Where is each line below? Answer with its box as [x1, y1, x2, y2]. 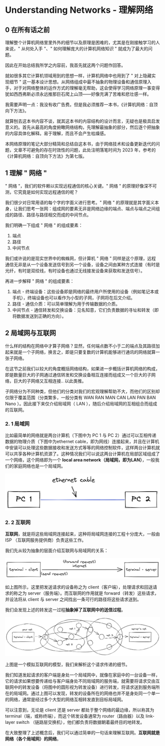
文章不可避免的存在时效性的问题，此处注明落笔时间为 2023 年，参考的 [13, 147, 156, 153]
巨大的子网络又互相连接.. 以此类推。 [13, 378, 87, 384]
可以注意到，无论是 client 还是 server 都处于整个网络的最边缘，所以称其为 [5, 707, 155, 713]
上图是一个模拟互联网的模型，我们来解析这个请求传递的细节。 [5, 661, 130, 667]
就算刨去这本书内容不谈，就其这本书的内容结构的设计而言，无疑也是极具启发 [5, 118, 160, 124]
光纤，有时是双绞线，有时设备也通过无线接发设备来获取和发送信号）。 [5, 267, 145, 273]
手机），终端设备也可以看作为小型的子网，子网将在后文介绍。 [12, 294, 135, 300]
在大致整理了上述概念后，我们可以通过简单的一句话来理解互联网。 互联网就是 [5, 729, 160, 735]
